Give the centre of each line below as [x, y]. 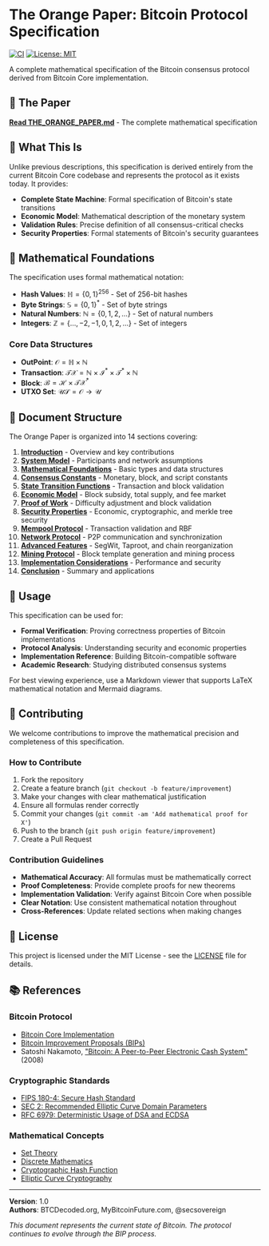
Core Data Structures [51, 344]
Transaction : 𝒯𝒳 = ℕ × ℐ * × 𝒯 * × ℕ [79, 372]
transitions [38, 207]
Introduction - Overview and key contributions [97, 452]
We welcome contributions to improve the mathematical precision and [124, 733]
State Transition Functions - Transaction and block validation [122, 486]
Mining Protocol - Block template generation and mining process [127, 554]
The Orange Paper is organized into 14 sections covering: [103, 436]
